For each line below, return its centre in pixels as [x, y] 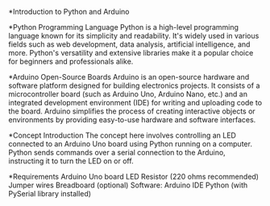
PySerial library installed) [50, 194]
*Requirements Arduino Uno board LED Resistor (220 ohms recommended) [134, 177]
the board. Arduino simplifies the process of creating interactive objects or [132, 111]
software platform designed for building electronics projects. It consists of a [134, 85]
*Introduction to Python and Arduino [69, 12]
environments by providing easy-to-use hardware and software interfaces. [132, 119]
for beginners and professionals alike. [71, 61]
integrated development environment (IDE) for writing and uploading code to [135, 103]
